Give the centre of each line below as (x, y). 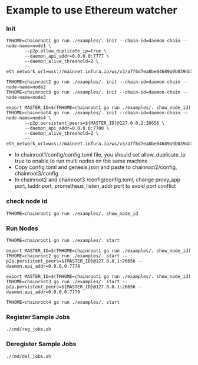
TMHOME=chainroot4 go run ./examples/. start (63, 303)
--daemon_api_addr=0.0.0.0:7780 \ (67, 128)
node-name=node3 (26, 98)
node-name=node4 (26, 118)
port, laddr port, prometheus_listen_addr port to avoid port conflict (95, 186)
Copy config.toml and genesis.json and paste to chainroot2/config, (96, 167)
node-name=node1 (26, 46)
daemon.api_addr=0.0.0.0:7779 (43, 292)
